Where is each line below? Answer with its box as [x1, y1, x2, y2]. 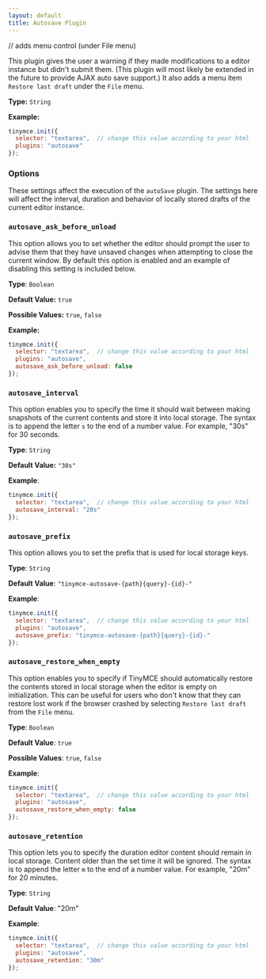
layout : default [8, 11, 62, 20]
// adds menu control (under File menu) [8, 40, 137, 50]
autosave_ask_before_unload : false [15, 362, 133, 370]
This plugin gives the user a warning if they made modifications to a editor [8, 56, 251, 66]
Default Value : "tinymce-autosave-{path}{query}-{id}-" [8, 579, 192, 588]
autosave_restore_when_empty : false [15, 806, 136, 814]
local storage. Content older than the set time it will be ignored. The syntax [8, 856, 252, 866]
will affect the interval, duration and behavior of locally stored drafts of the [8, 195, 251, 204]
